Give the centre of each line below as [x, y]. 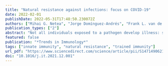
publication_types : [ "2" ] [32, 28]
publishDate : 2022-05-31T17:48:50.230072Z [50, 19]
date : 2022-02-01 [23, 14]
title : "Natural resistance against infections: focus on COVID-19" [78, 10]
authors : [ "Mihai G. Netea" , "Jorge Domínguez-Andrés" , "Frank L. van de [84, 24]
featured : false [22, 38]
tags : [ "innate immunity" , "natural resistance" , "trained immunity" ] [80, 47]
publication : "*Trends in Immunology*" [47, 42]
